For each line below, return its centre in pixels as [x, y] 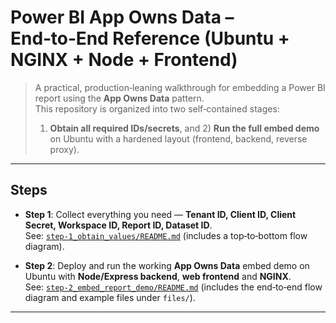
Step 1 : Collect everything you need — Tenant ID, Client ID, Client [160, 214]
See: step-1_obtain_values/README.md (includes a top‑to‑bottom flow [166, 235]
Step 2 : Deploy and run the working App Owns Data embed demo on [167, 265]
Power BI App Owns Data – [122, 17]
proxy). [64, 149]
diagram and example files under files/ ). [110, 297]
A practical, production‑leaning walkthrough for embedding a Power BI [180, 87]
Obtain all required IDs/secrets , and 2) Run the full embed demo [184, 128]
